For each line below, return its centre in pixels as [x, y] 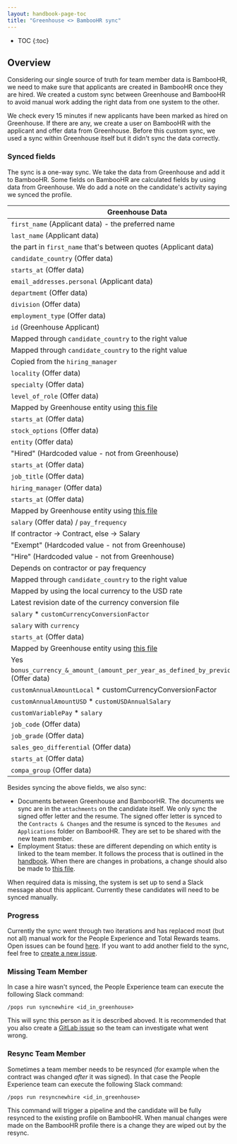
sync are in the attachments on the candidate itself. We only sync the [117, 808]
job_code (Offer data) [46, 724]
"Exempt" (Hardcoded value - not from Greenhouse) [98, 545]
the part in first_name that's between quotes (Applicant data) [113, 246]
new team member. [45, 838]
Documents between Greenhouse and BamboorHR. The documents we [121, 801]
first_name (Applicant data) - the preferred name [93, 224]
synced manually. [33, 897]
